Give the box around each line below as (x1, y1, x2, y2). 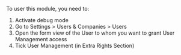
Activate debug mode (14, 17, 69, 23)
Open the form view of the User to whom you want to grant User (14, 29, 175, 36)
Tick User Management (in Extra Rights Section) (14, 42, 135, 49)
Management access (14, 36, 67, 42)
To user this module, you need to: (6, 5, 90, 12)
